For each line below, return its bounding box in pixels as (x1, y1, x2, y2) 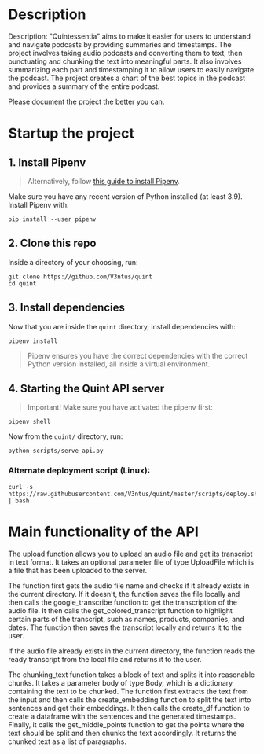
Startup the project (8, 124, 135, 142)
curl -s (8, 483, 34, 491)
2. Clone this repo (8, 237, 97, 250)
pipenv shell (8, 418, 51, 426)
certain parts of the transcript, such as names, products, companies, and (8, 614, 245, 623)
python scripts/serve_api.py (8, 447, 104, 455)
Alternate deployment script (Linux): (8, 465, 151, 476)
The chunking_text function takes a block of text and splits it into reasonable (8, 670, 255, 679)
